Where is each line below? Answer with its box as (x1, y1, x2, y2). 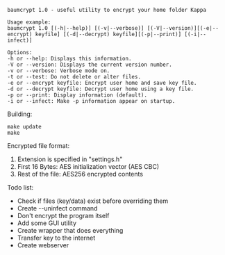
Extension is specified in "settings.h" (17, 155, 123, 163)
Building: (7, 110, 33, 118)
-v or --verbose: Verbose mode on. (7, 67, 110, 74)
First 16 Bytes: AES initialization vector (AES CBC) (17, 163, 160, 170)
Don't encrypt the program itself (17, 212, 110, 220)
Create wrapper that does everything (17, 227, 124, 234)
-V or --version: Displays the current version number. (7, 61, 172, 68)
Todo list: (7, 183, 34, 191)
